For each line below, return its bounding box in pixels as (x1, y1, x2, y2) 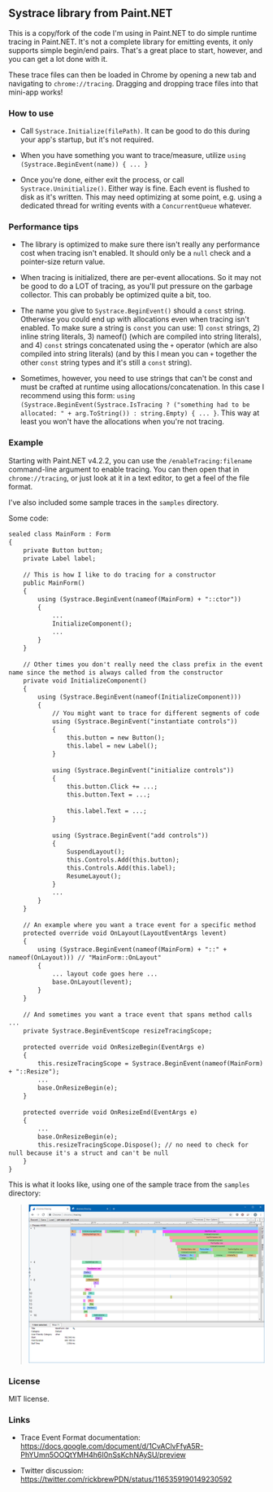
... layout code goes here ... (51, 969, 158, 978)
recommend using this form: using (19, 391, 136, 401)
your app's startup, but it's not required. (19, 134, 154, 145)
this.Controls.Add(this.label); (66, 863, 176, 872)
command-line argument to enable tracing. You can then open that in (8, 464, 240, 474)
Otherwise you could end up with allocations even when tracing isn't (19, 314, 250, 324)
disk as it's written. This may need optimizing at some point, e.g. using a (19, 192, 262, 202)
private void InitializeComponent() (23, 676, 148, 685)
